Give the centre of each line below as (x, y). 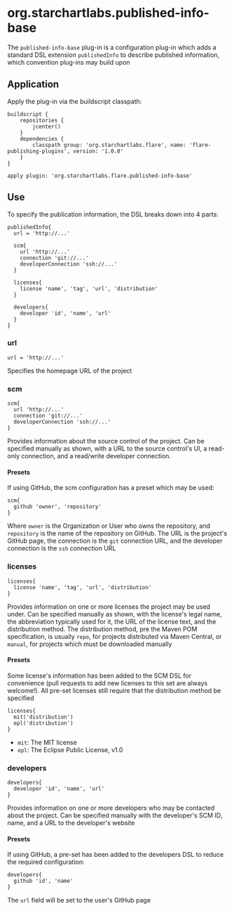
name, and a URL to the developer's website (71, 823)
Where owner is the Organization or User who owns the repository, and (109, 526)
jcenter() (47, 127)
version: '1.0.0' (98, 151)
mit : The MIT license (47, 742)
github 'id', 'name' (43, 881)
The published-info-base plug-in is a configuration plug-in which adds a (112, 47)
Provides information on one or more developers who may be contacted (111, 808)
